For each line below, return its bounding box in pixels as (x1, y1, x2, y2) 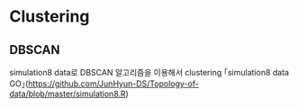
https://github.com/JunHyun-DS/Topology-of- (28, 78, 200, 89)
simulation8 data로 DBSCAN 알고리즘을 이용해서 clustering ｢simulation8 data (9, 67, 290, 77)
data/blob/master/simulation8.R (9, 88, 126, 99)
